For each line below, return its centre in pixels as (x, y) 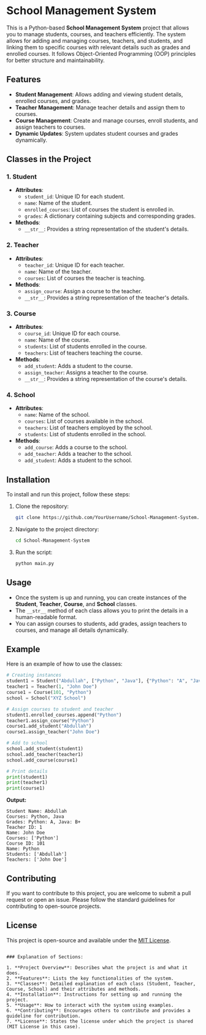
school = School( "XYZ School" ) (46, 698)
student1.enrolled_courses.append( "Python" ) (64, 715)
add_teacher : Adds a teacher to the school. (78, 454)
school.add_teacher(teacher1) (45, 754)
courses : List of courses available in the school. (84, 421)
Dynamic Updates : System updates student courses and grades (97, 133)
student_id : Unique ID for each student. (74, 196)
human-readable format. (46, 617)
